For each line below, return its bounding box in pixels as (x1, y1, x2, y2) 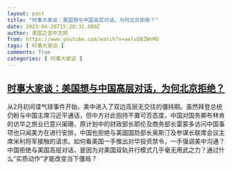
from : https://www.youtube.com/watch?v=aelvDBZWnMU (7, 36, 159, 43)
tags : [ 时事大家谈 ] (7, 42, 64, 49)
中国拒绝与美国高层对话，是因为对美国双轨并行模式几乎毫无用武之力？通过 (7, 145, 219, 154)
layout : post (7, 10, 45, 17)
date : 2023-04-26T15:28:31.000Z (7, 23, 100, 30)
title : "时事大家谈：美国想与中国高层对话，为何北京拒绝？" (7, 17, 159, 24)
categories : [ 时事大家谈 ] (7, 55, 83, 62)
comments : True (7, 49, 51, 56)
